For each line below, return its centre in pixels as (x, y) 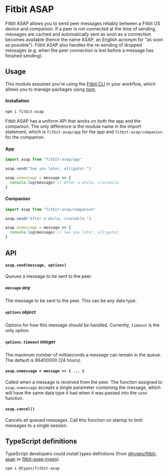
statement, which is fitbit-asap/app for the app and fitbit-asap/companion (84, 132)
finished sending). (24, 56)
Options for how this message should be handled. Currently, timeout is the (82, 325)
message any (18, 288)
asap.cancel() (20, 409)
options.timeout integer (31, 342)
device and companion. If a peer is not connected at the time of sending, (81, 28)
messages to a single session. (37, 426)
